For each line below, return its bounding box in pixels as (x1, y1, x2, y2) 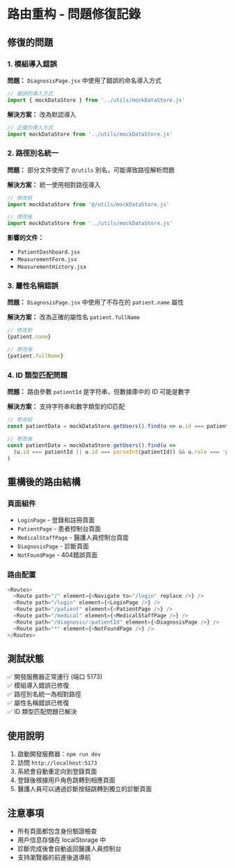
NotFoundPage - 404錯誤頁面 (17, 551, 97, 559)
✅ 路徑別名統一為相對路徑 (7, 690, 81, 698)
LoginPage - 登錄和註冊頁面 (17, 516, 95, 524)
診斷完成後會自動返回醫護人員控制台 (17, 844, 122, 853)
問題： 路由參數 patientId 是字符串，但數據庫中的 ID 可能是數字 (7, 388, 190, 396)
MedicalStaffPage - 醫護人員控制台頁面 (17, 534, 129, 542)
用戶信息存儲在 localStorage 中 (17, 835, 107, 844)
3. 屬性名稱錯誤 (7, 281, 59, 290)
